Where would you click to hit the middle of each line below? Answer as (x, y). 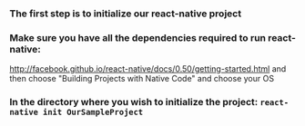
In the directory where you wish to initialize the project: (134, 102)
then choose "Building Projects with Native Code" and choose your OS (142, 79)
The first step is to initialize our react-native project (126, 14)
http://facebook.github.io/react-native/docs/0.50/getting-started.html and (148, 69)
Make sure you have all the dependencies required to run (138, 37)
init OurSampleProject (93, 112)
